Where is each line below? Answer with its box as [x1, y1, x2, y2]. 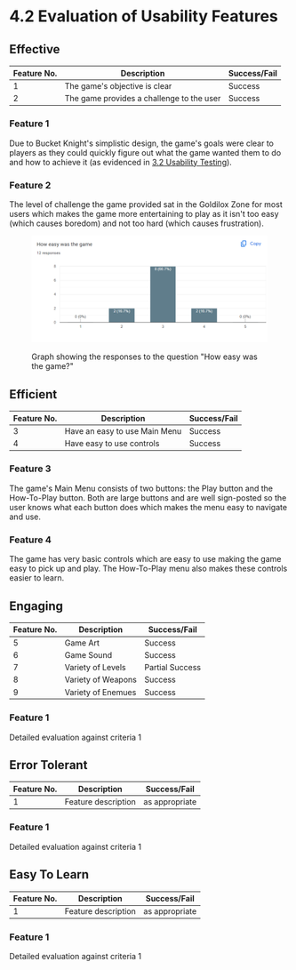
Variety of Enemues [64, 686, 137, 697]
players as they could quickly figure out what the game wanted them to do [9, 147, 282, 157]
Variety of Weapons [64, 674, 138, 685]
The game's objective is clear [64, 80, 172, 91]
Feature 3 [9, 462, 52, 475]
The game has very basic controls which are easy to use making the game [9, 554, 282, 565]
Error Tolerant [9, 758, 88, 773]
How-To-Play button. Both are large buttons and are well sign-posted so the [9, 492, 287, 503]
